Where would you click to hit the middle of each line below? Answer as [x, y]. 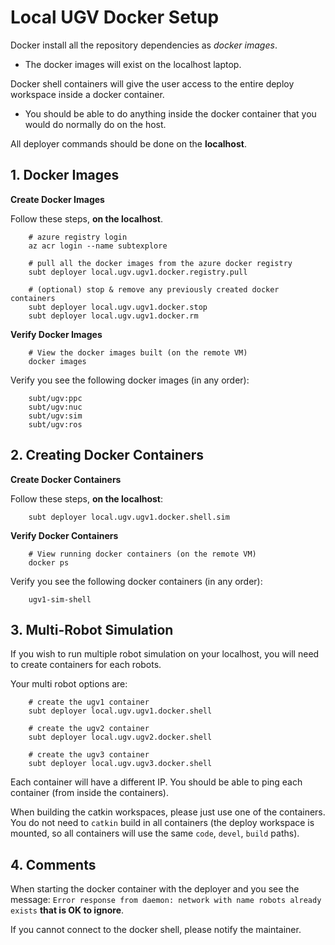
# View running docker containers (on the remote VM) [142, 554]
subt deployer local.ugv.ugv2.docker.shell [120, 737]
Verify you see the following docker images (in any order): [130, 380]
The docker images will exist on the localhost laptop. [133, 64]
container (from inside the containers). [89, 793]
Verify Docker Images [56, 334]
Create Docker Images [57, 199]
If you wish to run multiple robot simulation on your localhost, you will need [165, 654]
